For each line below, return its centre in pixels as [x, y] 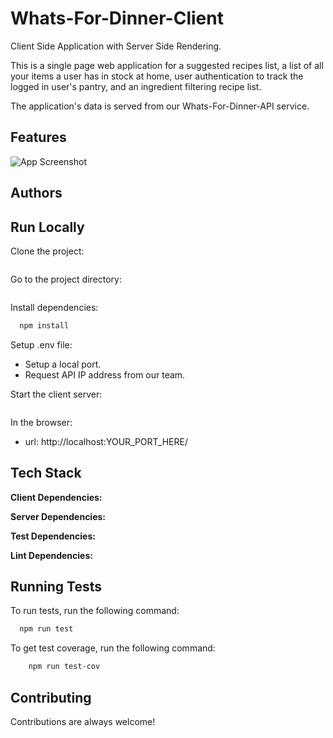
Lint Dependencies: [51, 555]
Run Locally [47, 227]
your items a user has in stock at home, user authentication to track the [157, 76]
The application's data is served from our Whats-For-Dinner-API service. [160, 106]
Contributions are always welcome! [83, 722]
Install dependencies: [54, 307]
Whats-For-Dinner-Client [117, 18]
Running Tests [56, 587]
